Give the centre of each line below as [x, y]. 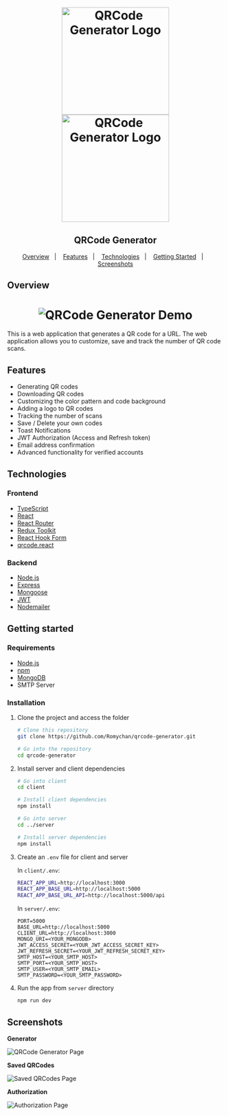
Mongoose [32, 592]
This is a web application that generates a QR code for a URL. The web [107, 334]
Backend [22, 562]
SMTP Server [36, 685]
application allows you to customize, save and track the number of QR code [114, 341]
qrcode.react [35, 545]
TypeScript [33, 508]
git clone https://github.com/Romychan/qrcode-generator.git [106, 736]
